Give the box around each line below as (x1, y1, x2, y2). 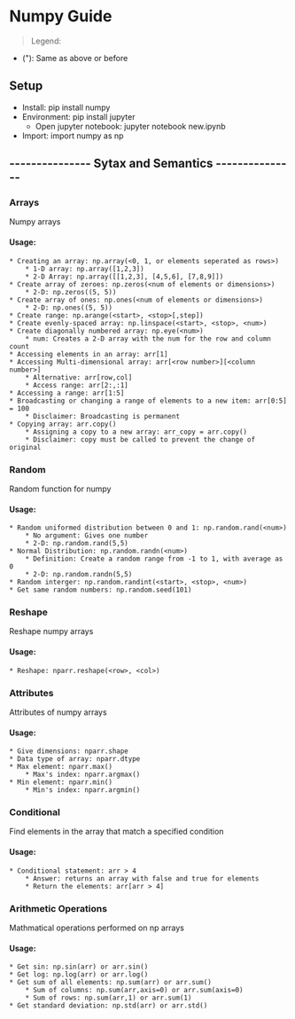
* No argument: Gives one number (25, 531, 149, 540)
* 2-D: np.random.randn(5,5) (25, 570, 133, 579)
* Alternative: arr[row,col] (25, 372, 133, 382)
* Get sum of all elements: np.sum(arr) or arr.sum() (9, 978, 213, 987)
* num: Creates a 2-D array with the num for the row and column (25, 334, 272, 343)
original (9, 443, 42, 451)
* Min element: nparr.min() (9, 778, 113, 787)
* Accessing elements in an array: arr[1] (9, 349, 168, 358)
